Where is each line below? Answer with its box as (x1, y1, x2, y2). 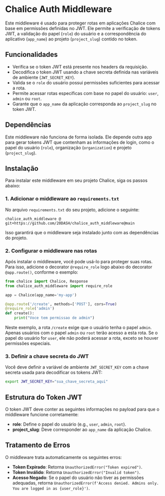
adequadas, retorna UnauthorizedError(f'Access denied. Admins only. (12, 480, 159, 486)
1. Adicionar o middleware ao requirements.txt (5, 195, 120, 202)
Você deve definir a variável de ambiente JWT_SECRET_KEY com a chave (5, 364, 149, 370)
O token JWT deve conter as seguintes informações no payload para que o (5, 406, 160, 413)
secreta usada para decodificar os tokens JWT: (5, 370, 103, 376)
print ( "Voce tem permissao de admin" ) (14, 316, 95, 321)
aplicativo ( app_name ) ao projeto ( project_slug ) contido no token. (5, 36, 138, 42)
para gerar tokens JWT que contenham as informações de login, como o (5, 139, 155, 145)
